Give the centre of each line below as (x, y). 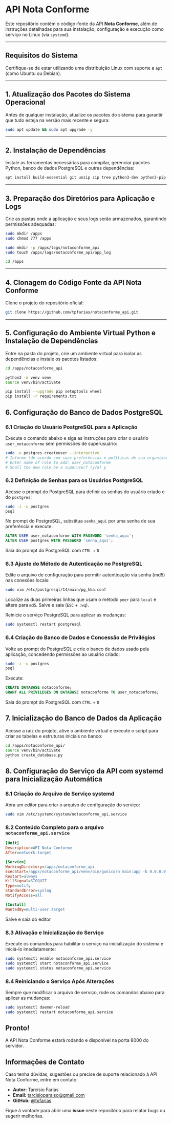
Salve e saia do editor (28, 919)
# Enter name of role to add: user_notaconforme (58, 462)
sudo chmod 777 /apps (28, 238)
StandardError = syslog (28, 891)
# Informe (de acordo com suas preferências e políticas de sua (75, 458)
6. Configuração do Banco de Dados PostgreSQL (84, 412)
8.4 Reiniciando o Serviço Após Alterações (60, 981)
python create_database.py (34, 755)
